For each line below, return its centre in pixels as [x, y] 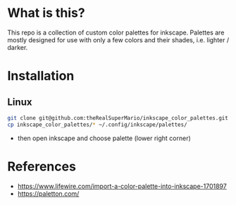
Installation [41, 76]
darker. [18, 47]
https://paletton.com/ [48, 193]
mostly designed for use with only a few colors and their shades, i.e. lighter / [118, 39]
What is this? [46, 13]
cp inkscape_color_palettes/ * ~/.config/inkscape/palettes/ [98, 125]
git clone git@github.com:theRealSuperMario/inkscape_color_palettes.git [118, 118]
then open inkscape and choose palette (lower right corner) [104, 138]
